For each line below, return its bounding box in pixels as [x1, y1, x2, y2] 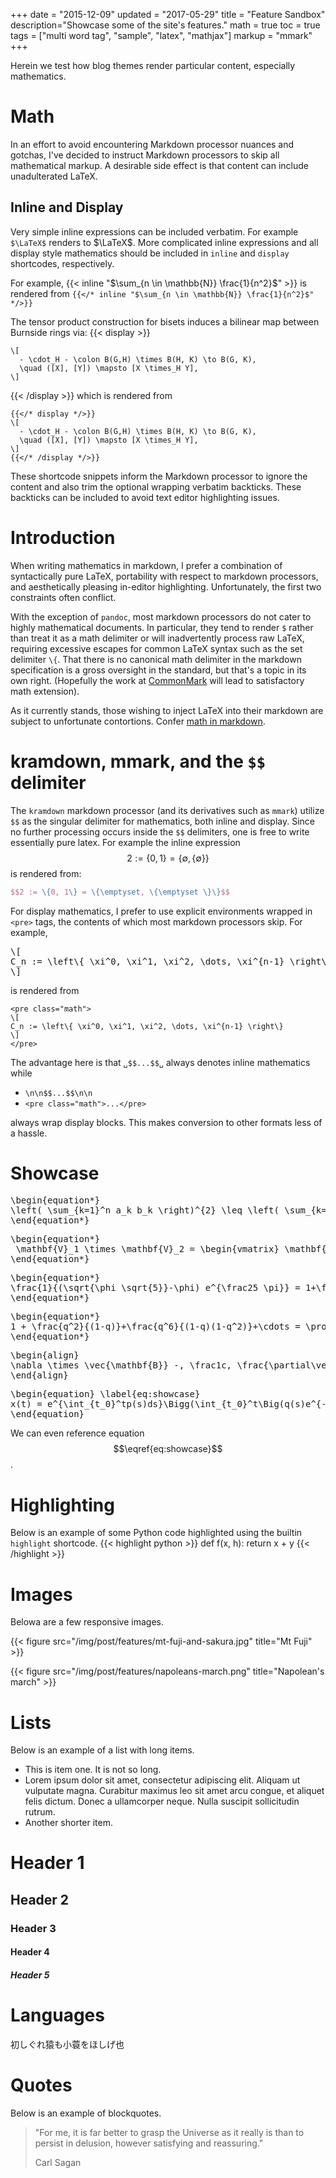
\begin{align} [10, 1350, 80, 1361]
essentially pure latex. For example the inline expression [10, 836, 241, 848]
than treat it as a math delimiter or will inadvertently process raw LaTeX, [10, 632, 305, 644]
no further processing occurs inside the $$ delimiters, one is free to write [10, 825, 310, 838]
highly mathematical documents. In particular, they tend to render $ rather [10, 621, 314, 633]
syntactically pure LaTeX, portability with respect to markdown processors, [10, 570, 319, 582]
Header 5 [10, 1969, 50, 1981]
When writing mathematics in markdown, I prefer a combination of [10, 559, 283, 571]
